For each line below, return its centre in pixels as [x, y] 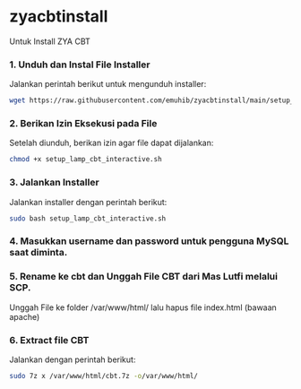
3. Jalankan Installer [55, 183]
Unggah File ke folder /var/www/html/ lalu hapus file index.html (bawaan [143, 307]
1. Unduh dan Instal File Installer [80, 65]
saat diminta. [39, 253]
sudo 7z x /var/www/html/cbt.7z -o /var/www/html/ [104, 376]
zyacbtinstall [59, 17]
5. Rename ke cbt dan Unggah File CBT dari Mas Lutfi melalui [143, 277]
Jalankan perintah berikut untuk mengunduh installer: [108, 84]
